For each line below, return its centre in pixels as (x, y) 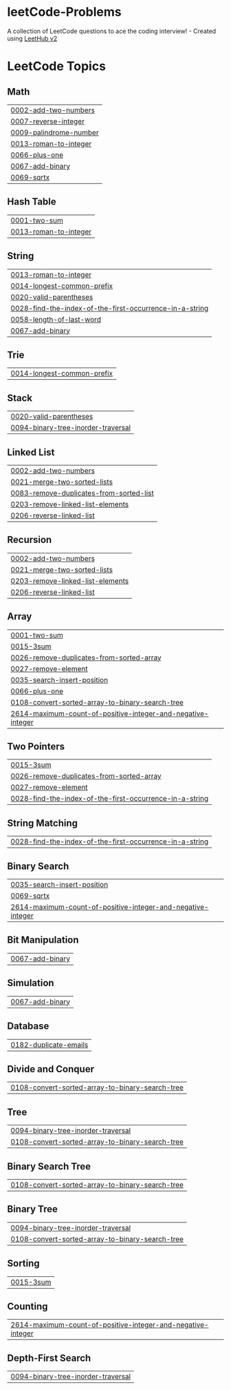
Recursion (30, 540)
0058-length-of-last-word (56, 319)
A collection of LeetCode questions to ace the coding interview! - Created (112, 31)
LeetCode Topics (57, 67)
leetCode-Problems (64, 12)
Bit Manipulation (43, 940)
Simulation (31, 983)
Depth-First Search (49, 1358)
